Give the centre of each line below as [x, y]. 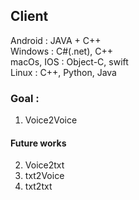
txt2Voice [44, 176]
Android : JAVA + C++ [56, 40]
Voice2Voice [51, 120]
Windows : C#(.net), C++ [62, 51]
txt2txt [38, 186]
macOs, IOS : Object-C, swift [69, 61]
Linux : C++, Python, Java [63, 72]
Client [29, 16]
